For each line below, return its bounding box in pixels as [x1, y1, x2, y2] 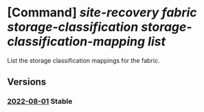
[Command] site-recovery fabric [7, 5, 197, 20]
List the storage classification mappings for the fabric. [7, 56, 160, 64]
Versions [7, 76, 47, 88]
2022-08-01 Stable [7, 97, 73, 107]
